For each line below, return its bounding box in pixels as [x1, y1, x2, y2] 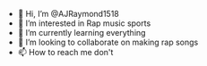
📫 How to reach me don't [17, 47, 114, 57]
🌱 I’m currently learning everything [17, 28, 146, 37]
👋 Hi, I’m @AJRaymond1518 [17, 9, 119, 19]
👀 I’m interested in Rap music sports [17, 18, 151, 29]
